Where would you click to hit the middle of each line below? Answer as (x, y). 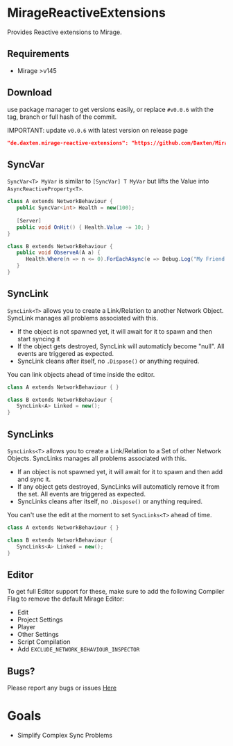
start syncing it (38, 339)
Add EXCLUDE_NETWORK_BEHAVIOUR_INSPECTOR (78, 649)
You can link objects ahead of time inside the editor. (81, 374)
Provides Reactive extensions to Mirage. (65, 32)
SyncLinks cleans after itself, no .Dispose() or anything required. (110, 501)
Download (29, 93)
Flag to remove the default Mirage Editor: (66, 599)
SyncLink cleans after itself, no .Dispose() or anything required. (108, 361)
